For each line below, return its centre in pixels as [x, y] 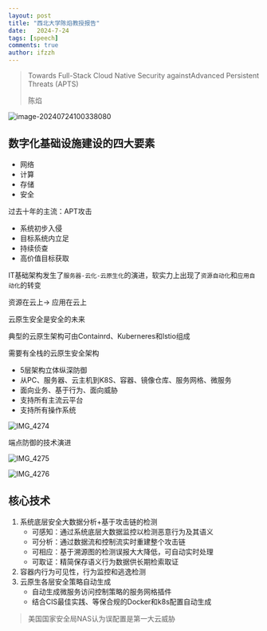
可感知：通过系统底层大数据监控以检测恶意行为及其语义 [122, 531]
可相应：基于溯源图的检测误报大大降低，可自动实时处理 [122, 551]
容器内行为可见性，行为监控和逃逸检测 [82, 571]
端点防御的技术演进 [40, 442]
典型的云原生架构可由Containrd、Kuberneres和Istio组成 [99, 335]
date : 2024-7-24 [39, 30]
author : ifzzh [32, 53]
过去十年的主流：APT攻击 [50, 211]
